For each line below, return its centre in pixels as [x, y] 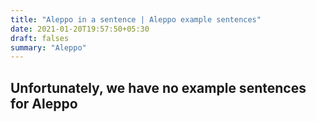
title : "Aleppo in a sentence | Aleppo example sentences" [136, 19]
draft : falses [40, 38]
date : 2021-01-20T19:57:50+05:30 [80, 29]
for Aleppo [44, 103]
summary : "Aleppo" [48, 47]
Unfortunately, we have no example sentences [158, 87]
